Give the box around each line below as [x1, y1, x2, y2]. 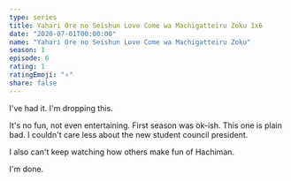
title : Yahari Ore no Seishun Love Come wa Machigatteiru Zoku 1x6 [9, 21, 264, 30]
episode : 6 [9, 54, 50, 63]
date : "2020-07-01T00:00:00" [9, 29, 117, 38]
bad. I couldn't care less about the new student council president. [9, 129, 249, 140]
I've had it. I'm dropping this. [9, 102, 113, 113]
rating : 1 [9, 63, 46, 72]
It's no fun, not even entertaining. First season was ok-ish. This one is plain [9, 120, 283, 131]
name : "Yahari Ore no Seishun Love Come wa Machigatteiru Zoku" [9, 37, 251, 47]
